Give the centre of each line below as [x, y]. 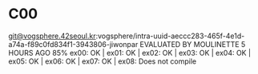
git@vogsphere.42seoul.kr [52, 36]
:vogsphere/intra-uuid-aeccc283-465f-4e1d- [170, 36]
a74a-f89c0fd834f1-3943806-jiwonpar [73, 44]
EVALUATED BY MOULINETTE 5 [193, 44]
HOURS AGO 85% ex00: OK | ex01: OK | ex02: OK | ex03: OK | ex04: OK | [129, 53]
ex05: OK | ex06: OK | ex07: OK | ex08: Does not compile [103, 61]
